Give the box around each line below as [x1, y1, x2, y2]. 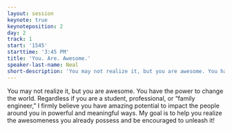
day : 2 [7, 29, 26, 37]
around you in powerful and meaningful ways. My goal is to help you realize [7, 108, 222, 117]
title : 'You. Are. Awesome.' [7, 55, 91, 62]
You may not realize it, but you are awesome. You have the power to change [7, 87, 224, 95]
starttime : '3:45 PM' [7, 49, 70, 56]
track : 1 [7, 36, 32, 43]
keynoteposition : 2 [7, 23, 64, 30]
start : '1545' [7, 42, 48, 49]
